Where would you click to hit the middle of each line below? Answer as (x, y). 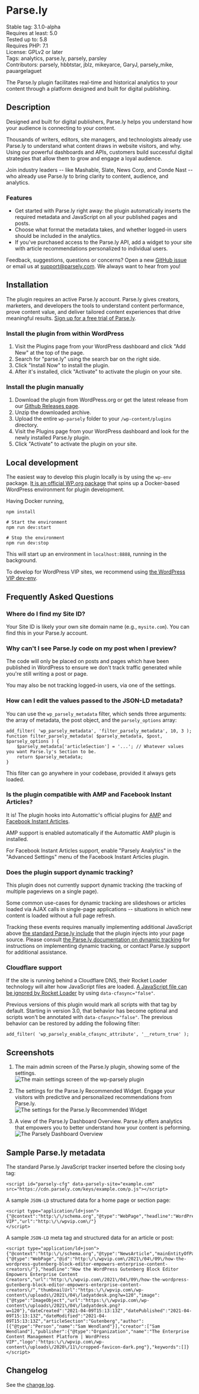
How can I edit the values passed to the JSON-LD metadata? (94, 701)
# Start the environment (37, 523)
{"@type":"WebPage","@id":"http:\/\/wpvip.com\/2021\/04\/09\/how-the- (96, 1259)
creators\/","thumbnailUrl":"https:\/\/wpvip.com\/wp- (75, 1290)
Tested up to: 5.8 (27, 39)
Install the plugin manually (45, 387)
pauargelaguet (24, 71)
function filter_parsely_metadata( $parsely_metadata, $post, (84, 736)
